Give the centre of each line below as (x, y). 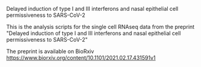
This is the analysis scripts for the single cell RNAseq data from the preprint (100, 27)
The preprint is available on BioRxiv (50, 51)
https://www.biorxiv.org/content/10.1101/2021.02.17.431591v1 (81, 58)
